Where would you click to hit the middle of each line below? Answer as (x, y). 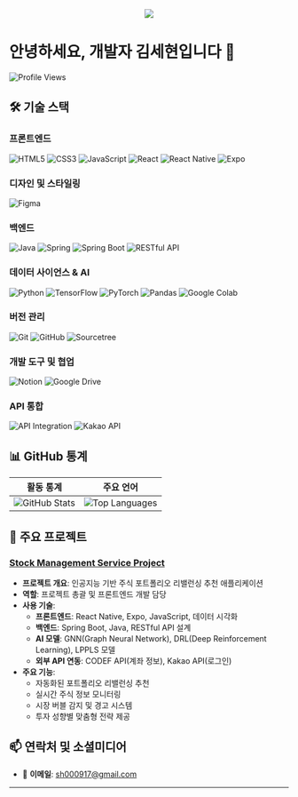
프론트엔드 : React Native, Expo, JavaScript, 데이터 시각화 (136, 616)
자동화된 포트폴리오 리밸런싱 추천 (92, 682)
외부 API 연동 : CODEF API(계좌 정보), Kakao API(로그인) (133, 660)
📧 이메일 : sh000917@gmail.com (79, 774)
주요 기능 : (39, 672)
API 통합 (27, 406)
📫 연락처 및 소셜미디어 (68, 747)
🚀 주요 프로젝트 (48, 537)
